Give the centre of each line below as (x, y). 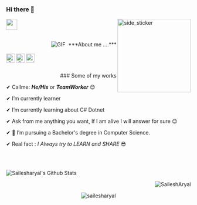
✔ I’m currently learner (33, 99)
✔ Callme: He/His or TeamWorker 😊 (51, 87)
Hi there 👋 (21, 9)
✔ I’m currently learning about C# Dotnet (55, 110)
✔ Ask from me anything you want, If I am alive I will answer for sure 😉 (92, 121)
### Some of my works (88, 76)
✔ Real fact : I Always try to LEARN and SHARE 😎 (66, 144)
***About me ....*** (92, 45)
